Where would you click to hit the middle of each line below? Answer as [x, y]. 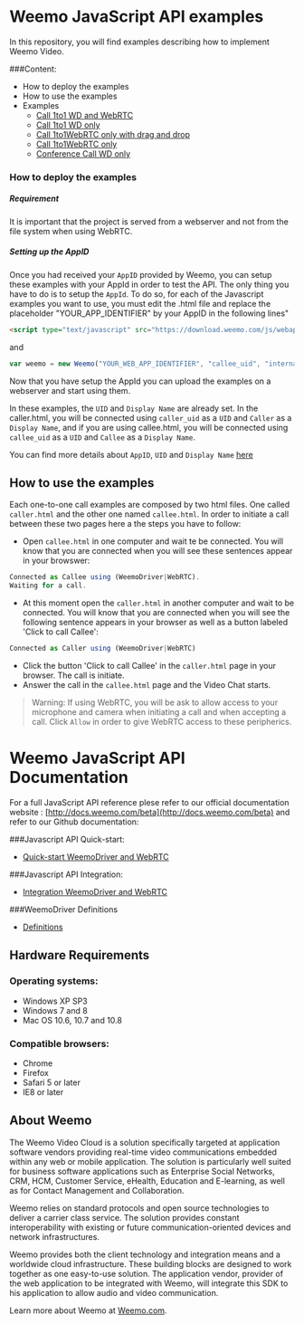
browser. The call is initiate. [73, 675]
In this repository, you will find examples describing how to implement [139, 42]
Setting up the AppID [49, 252]
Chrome [38, 1063]
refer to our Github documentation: [74, 822]
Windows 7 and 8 [55, 1010]
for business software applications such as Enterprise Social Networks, [142, 1171]
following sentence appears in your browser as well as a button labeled [155, 623]
